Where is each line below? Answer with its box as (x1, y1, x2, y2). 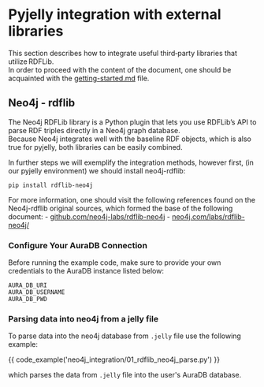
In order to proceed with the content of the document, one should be (8, 65, 232, 74)
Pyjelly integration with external (8, 6, 222, 24)
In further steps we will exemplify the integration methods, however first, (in (8, 158, 255, 167)
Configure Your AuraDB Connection (8, 240, 148, 251)
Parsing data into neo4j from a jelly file (8, 313, 159, 324)
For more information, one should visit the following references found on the (8, 195, 256, 204)
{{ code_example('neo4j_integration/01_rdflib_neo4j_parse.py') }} (8, 355, 221, 364)
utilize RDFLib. (8, 57, 54, 66)
